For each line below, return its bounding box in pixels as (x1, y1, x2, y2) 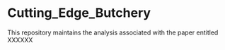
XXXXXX (7, 35, 33, 44)
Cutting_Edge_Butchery (7, 5, 151, 21)
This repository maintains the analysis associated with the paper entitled (7, 28, 219, 37)
